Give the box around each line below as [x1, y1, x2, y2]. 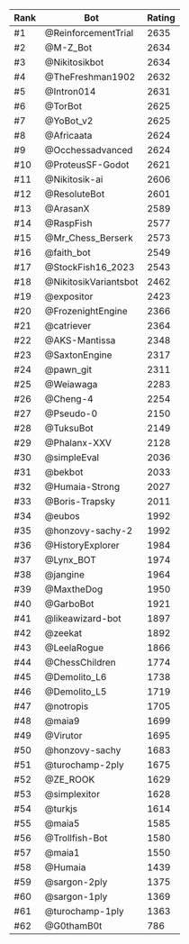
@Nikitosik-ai [44, 173, 103, 186]
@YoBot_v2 [44, 114, 94, 127]
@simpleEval [44, 451, 100, 463]
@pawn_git [44, 364, 93, 376]
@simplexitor [44, 788, 101, 800]
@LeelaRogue [44, 641, 104, 654]
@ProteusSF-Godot [44, 159, 130, 170]
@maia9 [44, 715, 80, 727]
